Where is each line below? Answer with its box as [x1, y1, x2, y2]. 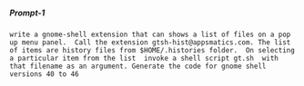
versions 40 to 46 [9, 69, 79, 79]
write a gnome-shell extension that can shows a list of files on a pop [9, 30, 291, 39]
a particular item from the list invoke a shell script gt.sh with [9, 53, 279, 62]
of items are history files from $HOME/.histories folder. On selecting [9, 45, 296, 54]
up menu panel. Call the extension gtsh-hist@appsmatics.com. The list [9, 37, 291, 47]
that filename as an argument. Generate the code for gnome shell [9, 62, 267, 71]
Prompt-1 [9, 7, 46, 18]
